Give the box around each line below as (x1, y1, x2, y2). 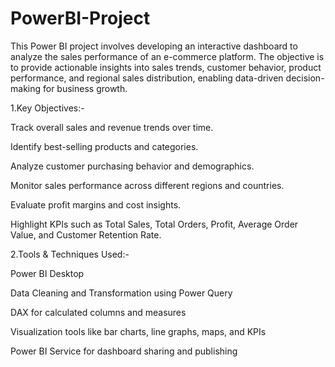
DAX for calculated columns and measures (10, 306, 187, 318)
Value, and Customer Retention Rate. (10, 228, 162, 241)
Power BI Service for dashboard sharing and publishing (10, 345, 238, 357)
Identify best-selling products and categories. (10, 140, 199, 152)
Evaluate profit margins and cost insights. (10, 198, 182, 211)
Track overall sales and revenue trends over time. (10, 121, 214, 133)
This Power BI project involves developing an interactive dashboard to (10, 40, 298, 52)
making (10, 82, 42, 94)
